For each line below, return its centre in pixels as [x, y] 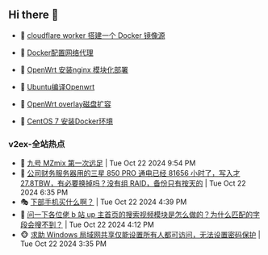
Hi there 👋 [33, 15]
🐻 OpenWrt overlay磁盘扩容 [65, 104]
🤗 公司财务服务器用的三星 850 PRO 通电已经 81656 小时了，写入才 [130, 173]
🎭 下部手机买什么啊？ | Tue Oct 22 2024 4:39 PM [103, 202]
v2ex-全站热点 [37, 144]
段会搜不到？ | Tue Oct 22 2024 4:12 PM [87, 225]
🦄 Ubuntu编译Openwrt [57, 86]
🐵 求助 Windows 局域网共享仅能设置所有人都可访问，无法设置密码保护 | [140, 235]
